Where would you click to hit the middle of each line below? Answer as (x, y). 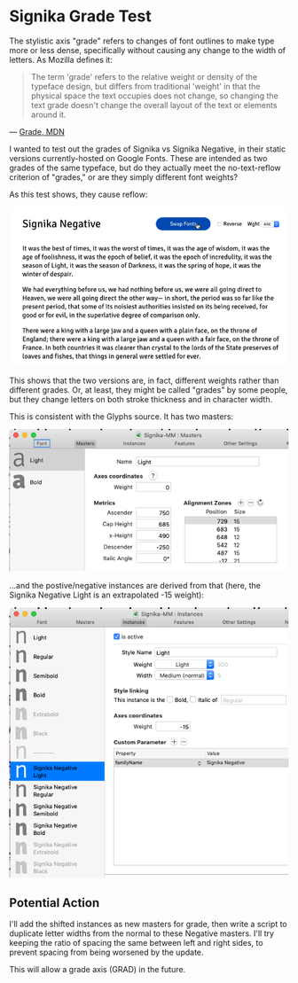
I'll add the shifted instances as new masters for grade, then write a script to (148, 924)
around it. (48, 114)
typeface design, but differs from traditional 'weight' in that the (145, 86)
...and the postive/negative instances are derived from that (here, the (135, 585)
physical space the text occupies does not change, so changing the (154, 96)
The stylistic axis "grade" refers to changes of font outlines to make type (142, 41)
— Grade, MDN (37, 131)
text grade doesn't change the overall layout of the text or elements (154, 105)
